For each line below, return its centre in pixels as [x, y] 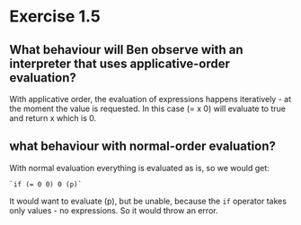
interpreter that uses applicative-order [120, 63]
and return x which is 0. [53, 118]
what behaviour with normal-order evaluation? [142, 147]
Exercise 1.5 [55, 17]
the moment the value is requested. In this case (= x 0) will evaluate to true [147, 108]
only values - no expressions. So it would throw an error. [114, 210]
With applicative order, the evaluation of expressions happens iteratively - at [150, 99]
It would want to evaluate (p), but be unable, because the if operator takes [148, 201]
